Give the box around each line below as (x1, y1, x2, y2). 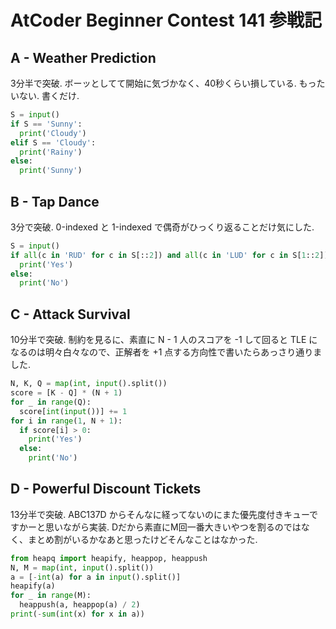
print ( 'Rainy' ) (19, 147, 83, 157)
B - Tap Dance (10, 193, 100, 210)
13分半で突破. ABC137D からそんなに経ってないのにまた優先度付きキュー (10, 508, 310, 520)
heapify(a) (10, 581, 56, 591)
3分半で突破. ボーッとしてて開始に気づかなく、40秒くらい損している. (10, 77, 297, 89)
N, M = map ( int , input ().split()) (10, 562, 155, 573)
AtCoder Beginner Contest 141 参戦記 (10, 9, 322, 32)
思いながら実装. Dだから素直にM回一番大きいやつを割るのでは (44, 521, 302, 533)
